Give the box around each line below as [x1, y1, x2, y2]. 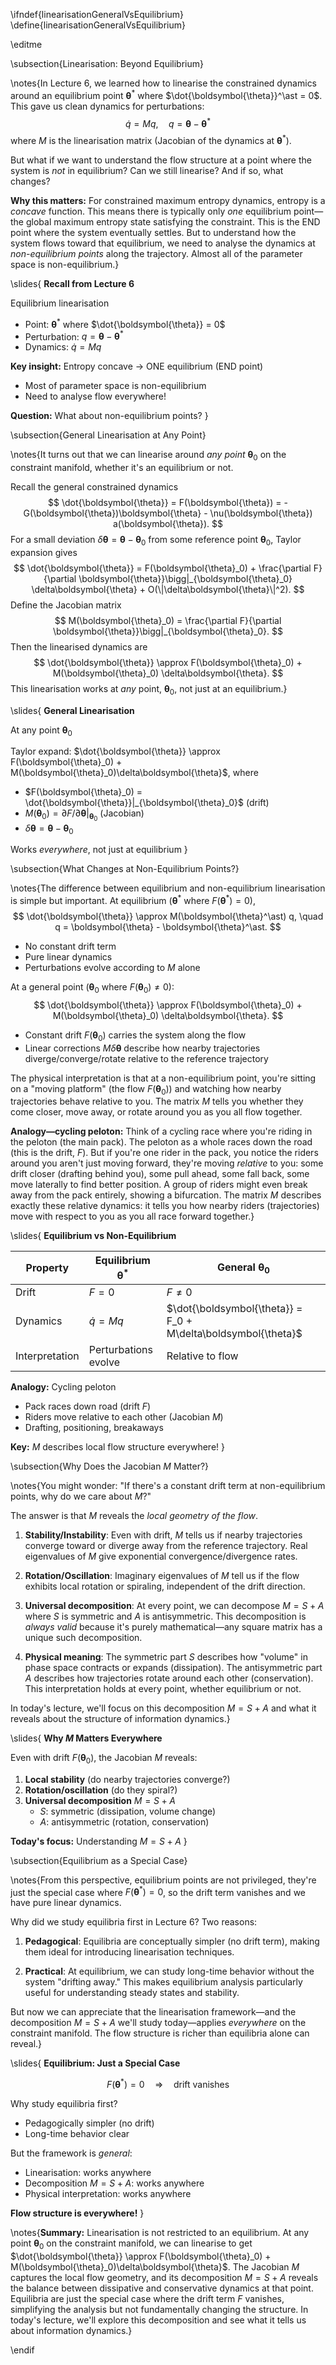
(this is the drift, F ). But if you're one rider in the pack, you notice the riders [10, 1147, 319, 1159]
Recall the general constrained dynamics [10, 481, 179, 493]
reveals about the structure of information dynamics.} [10, 1712, 231, 1724]
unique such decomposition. [24, 1631, 143, 1643]
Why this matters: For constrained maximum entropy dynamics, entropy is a [10, 194, 326, 206]
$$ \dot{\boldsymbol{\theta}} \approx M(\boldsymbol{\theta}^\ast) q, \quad [12, 910, 324, 923]
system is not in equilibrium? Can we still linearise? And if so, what [10, 164, 284, 176]
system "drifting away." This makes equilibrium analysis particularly [24, 1976, 303, 1988]
